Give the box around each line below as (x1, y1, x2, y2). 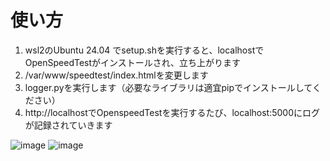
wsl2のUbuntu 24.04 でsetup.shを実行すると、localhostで (24, 44, 265, 56)
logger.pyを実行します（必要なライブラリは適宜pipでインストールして (24, 81, 313, 93)
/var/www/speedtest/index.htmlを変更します (24, 69, 209, 81)
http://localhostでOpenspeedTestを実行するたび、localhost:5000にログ (24, 106, 321, 118)
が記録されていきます (24, 119, 113, 131)
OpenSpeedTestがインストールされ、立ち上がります (24, 56, 241, 68)
